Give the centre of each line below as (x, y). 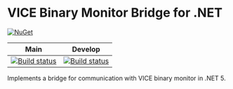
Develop (86, 49)
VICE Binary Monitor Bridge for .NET (115, 13)
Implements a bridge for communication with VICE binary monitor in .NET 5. (116, 78)
